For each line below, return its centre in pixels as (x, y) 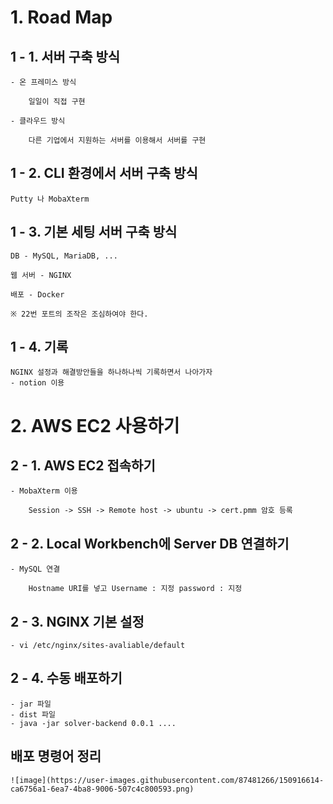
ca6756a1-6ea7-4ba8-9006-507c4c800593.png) (102, 789)
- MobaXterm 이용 (44, 491)
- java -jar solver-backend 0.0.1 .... (93, 723)
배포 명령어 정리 (56, 756)
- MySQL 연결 (35, 569)
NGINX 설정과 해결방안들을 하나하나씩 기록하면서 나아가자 (111, 372)
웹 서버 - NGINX (41, 275)
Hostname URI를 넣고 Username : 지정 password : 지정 (135, 589)
